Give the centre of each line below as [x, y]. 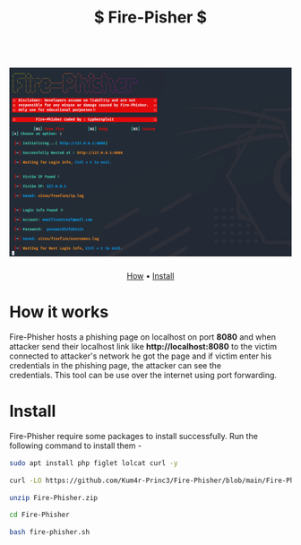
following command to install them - [76, 446]
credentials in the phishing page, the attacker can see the [116, 365]
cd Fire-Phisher [39, 515]
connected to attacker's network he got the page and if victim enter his [141, 356]
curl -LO [26, 480]
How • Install [150, 275]
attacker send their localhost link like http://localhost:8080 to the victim [143, 346]
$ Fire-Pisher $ [150, 17]
